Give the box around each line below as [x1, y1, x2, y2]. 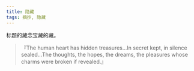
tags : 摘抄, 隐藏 [6, 14, 46, 20]
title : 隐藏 [6, 8, 34, 15]
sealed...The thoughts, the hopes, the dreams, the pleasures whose [20, 51, 188, 58]
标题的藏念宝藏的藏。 [6, 31, 59, 39]
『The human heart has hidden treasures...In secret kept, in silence [20, 44, 187, 51]
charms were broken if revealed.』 [20, 58, 107, 65]
